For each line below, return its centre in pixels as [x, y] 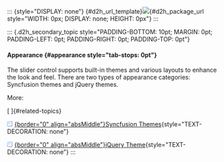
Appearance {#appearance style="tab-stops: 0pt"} [82, 55]
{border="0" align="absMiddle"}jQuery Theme [80, 145]
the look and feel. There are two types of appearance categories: [99, 77]
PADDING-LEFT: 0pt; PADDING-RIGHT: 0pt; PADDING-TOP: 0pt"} [98, 39]
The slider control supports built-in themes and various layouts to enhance [112, 70]
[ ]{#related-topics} [34, 111]
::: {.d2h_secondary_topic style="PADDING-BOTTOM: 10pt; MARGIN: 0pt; [110, 32]
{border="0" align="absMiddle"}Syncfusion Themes [88, 124]
